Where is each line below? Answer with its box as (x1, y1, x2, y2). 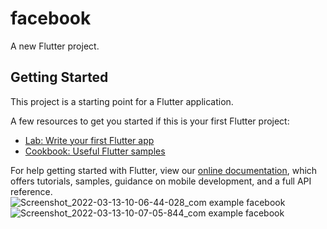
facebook (10, 7, 92, 30)
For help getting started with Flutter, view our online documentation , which (10, 164, 318, 176)
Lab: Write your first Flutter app (24, 134, 155, 146)
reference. (10, 185, 53, 197)
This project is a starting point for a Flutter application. (10, 95, 234, 107)
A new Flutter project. (10, 40, 100, 52)
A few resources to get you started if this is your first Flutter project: (10, 115, 290, 127)
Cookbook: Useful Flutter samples (24, 145, 166, 157)
